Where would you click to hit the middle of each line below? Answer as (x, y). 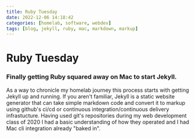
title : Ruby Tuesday (32, 12)
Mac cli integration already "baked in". (53, 128)
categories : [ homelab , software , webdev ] (59, 23)
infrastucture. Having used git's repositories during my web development (97, 115)
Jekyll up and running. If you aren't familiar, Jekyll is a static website (91, 96)
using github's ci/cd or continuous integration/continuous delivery (88, 109)
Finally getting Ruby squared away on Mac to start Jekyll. (91, 77)
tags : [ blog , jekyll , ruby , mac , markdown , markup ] (72, 28)
